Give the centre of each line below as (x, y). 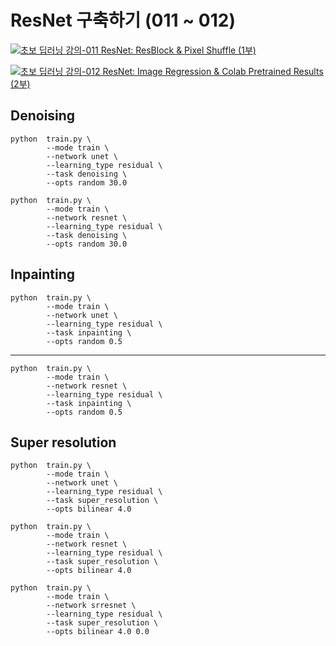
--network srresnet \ (91, 606)
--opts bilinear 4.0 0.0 (98, 632)
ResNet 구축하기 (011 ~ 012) (123, 20)
